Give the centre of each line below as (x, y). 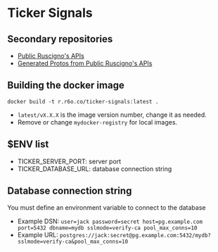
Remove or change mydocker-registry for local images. (97, 122)
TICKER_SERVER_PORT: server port (69, 161)
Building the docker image (66, 86)
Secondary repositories (60, 39)
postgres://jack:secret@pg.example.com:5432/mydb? (135, 236)
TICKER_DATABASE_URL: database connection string (95, 169)
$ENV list (28, 145)
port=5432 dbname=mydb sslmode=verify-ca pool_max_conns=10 (107, 228)
